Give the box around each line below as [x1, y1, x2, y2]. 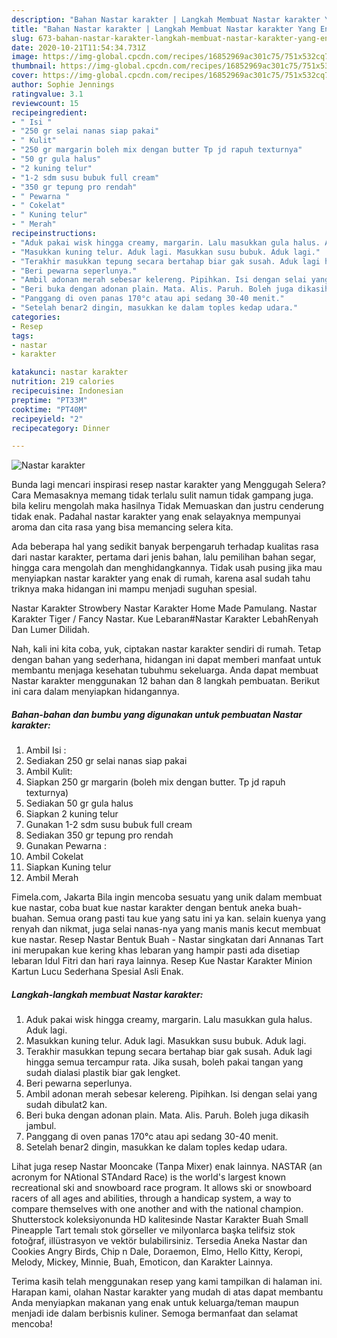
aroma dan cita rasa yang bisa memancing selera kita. [11, 521, 234, 533]
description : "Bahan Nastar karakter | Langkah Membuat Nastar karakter [11, 14, 321, 25]
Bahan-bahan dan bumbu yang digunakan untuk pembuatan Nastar [11, 708, 303, 720]
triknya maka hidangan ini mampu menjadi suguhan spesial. [11, 583, 258, 595]
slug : [11, 33, 34, 43]
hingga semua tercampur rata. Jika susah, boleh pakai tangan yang [25, 1056, 304, 1068]
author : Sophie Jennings [11, 80, 115, 90]
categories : [11, 312, 61, 322]
